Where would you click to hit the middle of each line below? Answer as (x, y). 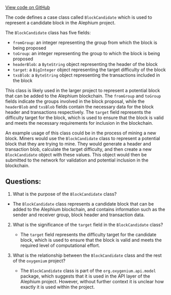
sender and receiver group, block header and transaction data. (79, 215)
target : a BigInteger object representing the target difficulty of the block (89, 70)
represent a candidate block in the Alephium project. (60, 23)
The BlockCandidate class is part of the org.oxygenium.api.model (88, 270)
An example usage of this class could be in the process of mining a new (81, 133)
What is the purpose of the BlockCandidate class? (65, 194)
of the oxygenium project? (39, 261)
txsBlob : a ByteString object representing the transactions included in (86, 75)
